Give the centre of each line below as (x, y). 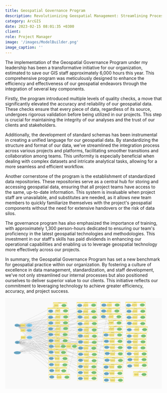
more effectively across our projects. (43, 249)
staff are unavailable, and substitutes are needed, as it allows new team (78, 197)
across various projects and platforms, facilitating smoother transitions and (82, 150)
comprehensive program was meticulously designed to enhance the (75, 78)
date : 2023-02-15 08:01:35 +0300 (40, 26)
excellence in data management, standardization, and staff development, (80, 270)
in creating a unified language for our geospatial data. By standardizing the (82, 140)
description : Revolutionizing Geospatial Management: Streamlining (77, 16)
